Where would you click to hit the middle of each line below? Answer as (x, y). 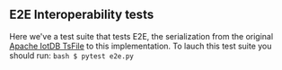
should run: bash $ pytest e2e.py (72, 55)
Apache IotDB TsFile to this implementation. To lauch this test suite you (141, 46)
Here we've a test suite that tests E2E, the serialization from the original (141, 36)
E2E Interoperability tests (82, 15)
